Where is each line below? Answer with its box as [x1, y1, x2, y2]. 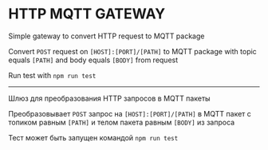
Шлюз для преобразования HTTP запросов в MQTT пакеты [8, 93, 211, 103]
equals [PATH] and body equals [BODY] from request [8, 55, 179, 65]
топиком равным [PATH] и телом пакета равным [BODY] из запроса [8, 117, 235, 127]
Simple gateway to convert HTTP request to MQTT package [8, 31, 205, 41]
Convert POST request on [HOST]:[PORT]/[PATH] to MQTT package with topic [8, 46, 257, 56]
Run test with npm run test [8, 70, 97, 80]
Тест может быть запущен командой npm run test [8, 132, 179, 142]
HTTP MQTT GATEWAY [8, 5, 166, 23]
